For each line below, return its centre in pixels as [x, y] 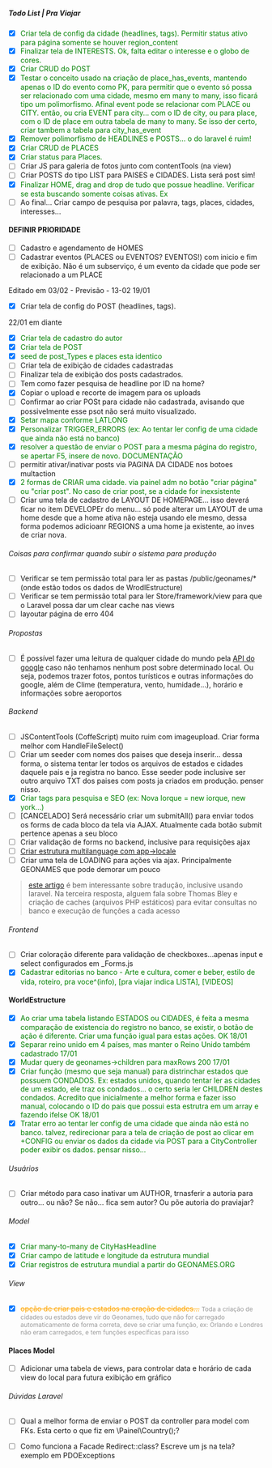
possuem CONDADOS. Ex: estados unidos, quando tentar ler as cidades [140, 1080]
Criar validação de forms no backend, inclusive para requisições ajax [135, 842]
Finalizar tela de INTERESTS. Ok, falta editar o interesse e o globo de [134, 51]
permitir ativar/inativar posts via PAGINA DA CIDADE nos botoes [126, 464]
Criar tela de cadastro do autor [71, 338]
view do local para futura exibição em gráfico [96, 1377]
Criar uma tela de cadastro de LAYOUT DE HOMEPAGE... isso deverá [134, 500]
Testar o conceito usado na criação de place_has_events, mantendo [134, 78]
